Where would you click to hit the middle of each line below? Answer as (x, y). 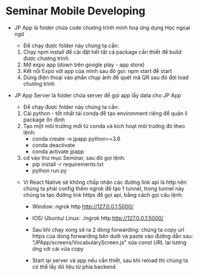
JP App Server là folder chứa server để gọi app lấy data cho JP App (98, 95)
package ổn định (44, 119)
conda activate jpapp (58, 151)
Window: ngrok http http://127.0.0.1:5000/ (83, 206)
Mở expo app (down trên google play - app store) (84, 65)
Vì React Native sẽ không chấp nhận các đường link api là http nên (105, 182)
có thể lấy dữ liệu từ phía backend (74, 266)
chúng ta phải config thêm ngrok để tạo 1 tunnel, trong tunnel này (104, 188)
